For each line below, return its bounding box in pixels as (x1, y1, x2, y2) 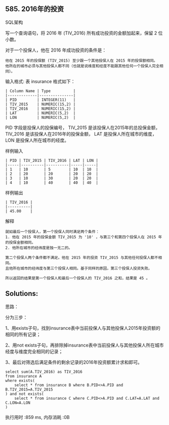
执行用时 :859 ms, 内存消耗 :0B (5, 414, 70, 420)
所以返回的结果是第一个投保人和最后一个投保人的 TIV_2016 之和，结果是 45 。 (5, 275, 150, 281)
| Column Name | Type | (5, 88, 76, 94)
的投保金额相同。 (5, 240, 36, 245)
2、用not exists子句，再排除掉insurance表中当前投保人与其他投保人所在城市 (5, 342, 164, 348)
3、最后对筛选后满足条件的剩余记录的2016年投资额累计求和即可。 (5, 359, 143, 365)
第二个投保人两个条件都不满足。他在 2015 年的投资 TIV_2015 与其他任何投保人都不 (5, 255, 158, 260)
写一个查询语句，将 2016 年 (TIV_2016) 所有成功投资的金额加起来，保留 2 (5, 30, 157, 36)
